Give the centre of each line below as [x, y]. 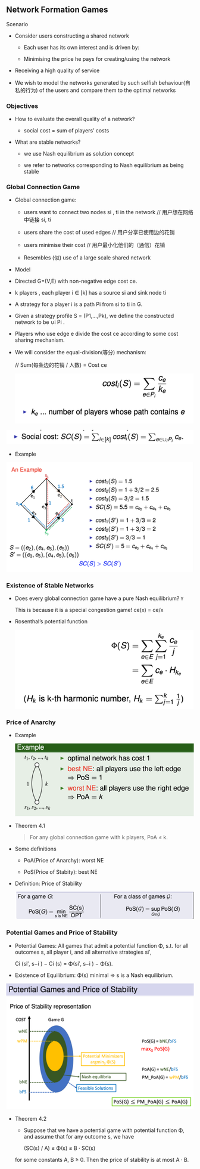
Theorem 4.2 [31, 1119]
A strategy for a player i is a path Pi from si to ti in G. [79, 304]
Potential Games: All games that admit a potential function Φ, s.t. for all [101, 945]
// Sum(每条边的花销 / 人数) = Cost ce [61, 365]
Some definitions [35, 849]
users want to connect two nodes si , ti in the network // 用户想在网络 [108, 212]
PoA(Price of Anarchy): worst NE [64, 860]
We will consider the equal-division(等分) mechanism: [81, 352]
